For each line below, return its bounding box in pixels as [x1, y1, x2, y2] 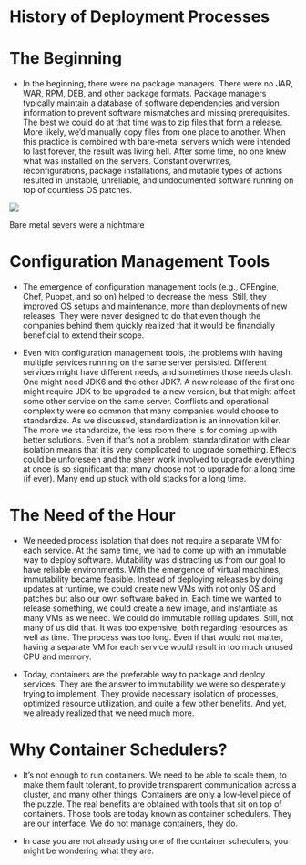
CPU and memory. [22, 651, 92, 662]
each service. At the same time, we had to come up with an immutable [22, 544, 287, 555]
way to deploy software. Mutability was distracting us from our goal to [22, 555, 286, 565]
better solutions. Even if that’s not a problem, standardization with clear [22, 434, 291, 445]
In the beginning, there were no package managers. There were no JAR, [22, 78, 294, 89]
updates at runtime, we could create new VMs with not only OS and [22, 584, 276, 594]
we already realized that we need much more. [22, 707, 195, 718]
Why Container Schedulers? [9, 739, 228, 760]
